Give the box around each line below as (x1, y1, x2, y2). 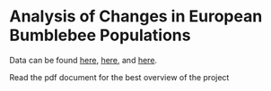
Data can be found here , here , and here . (9, 54, 158, 65)
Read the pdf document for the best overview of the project (9, 71, 230, 82)
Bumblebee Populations (9, 25, 191, 45)
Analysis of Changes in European (9, 6, 263, 27)
